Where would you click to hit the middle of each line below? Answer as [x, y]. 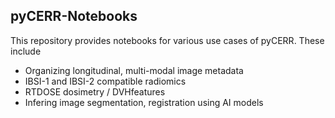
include [26, 51]
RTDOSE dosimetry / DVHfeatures [95, 91]
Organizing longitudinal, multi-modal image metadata [134, 70]
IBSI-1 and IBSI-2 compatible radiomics [105, 81]
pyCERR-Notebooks [74, 16]
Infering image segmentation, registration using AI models [144, 102]
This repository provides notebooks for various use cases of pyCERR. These [167, 40]
